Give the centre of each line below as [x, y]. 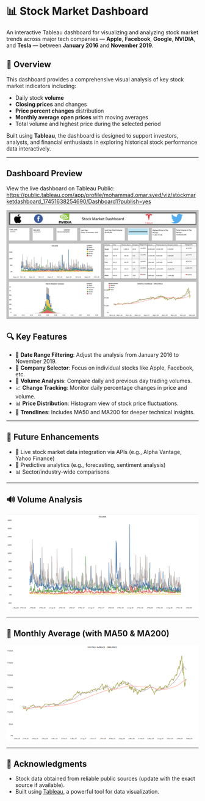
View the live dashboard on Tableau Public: [60, 188]
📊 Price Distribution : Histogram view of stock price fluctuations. [97, 403]
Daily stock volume [39, 97]
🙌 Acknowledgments [47, 764]
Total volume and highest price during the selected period [88, 124]
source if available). [40, 785]
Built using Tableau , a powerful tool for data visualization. [87, 792]
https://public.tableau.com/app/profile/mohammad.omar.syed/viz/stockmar [101, 195]
